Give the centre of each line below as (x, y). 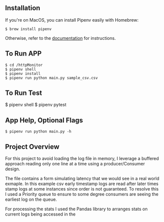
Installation (23, 8)
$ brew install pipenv (28, 29)
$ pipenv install (23, 73)
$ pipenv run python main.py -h (38, 132)
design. (13, 169)
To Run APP (23, 54)
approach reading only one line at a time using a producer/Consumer (75, 164)
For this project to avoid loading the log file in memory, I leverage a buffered (82, 159)
